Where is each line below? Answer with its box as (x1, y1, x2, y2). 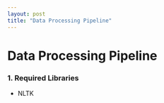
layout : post (7, 10, 46, 18)
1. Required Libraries (7, 72, 79, 82)
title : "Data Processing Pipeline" (7, 17, 112, 24)
